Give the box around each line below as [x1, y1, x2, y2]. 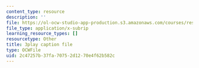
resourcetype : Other [6, 36, 57, 42]
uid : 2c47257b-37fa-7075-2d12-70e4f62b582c [6, 53, 115, 59]
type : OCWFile [6, 47, 41, 53]
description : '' [6, 14, 46, 20]
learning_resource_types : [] [6, 31, 78, 37]
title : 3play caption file [6, 42, 73, 48]
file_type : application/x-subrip [6, 25, 89, 31]
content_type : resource [6, 8, 65, 15]
